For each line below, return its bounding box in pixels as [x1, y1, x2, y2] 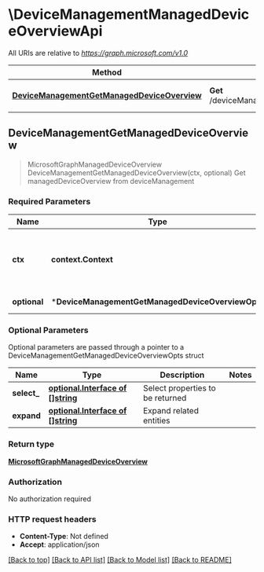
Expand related [142, 405, 199, 416]
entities [142, 415, 170, 426]
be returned [142, 393, 187, 404]
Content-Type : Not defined [19, 532, 108, 541]
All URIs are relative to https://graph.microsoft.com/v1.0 [8, 48, 189, 57]
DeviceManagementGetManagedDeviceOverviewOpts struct [8, 351, 204, 361]
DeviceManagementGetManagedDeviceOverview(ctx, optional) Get [27, 167, 246, 178]
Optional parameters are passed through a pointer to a [8, 343, 185, 352]
